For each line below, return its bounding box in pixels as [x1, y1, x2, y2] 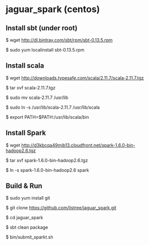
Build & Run [6, 182, 42, 190]
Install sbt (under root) [6, 24, 78, 32]
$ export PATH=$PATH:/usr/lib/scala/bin [6, 114, 90, 120]
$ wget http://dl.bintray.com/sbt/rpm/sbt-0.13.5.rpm [6, 37, 113, 43]
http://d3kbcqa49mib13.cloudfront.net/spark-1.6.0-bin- [21, 142, 135, 148]
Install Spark [6, 129, 46, 137]
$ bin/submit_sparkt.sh [6, 234, 53, 240]
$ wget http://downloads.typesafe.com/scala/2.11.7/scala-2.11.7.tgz [6, 75, 144, 81]
